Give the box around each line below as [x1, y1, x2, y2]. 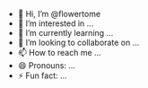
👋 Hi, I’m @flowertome [17, 9, 101, 19]
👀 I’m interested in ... [17, 18, 94, 29]
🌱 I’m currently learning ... [17, 28, 114, 38]
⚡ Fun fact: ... [17, 70, 67, 81]
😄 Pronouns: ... [17, 60, 76, 71]
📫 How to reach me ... [17, 48, 101, 57]
